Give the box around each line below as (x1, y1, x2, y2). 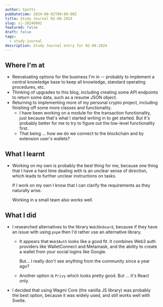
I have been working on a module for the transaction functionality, (19, 110, 151, 116)
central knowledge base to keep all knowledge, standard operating (12, 79, 146, 85)
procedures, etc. (12, 84, 46, 90)
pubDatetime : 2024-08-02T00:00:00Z (5, 12, 77, 16)
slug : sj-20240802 (5, 20, 42, 26)
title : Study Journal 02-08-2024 (5, 16, 73, 21)
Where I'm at (5, 61, 45, 69)
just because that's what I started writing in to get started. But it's (19, 115, 150, 121)
